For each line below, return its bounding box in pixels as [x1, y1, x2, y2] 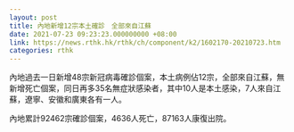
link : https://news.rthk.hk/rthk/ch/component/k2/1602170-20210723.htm [9, 37, 281, 47]
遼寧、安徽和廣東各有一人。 [24, 95, 127, 105]
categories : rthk [9, 46, 74, 55]
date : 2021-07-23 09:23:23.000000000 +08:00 [9, 29, 177, 38]
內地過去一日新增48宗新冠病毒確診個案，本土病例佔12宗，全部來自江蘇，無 [9, 72, 285, 83]
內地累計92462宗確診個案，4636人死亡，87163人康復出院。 [9, 113, 232, 124]
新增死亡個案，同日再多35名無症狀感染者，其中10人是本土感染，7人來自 [9, 83, 274, 94]
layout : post [9, 12, 58, 22]
